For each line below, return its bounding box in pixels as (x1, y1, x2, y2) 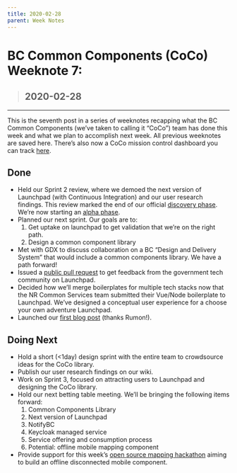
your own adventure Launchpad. (17, 306, 113, 314)
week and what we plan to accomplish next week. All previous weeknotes (7, 131, 221, 139)
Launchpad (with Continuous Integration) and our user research (17, 193, 203, 202)
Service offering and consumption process (28, 435, 153, 444)
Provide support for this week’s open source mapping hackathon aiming (17, 450, 227, 459)
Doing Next (7, 334, 58, 346)
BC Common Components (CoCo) (7, 47, 209, 64)
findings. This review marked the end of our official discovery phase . (17, 200, 218, 209)
